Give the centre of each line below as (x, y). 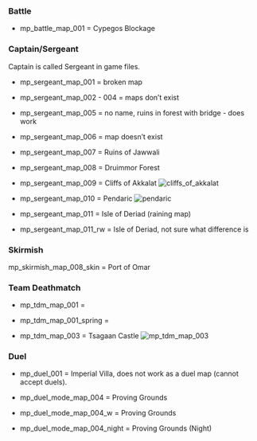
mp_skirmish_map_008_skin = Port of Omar (80, 267)
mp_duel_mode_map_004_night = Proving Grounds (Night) (116, 428)
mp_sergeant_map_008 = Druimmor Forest (90, 167)
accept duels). (43, 382)
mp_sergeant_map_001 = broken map (81, 82)
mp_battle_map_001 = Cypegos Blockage (87, 29)
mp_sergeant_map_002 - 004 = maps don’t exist (99, 97)
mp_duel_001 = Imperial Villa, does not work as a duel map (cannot (129, 374)
